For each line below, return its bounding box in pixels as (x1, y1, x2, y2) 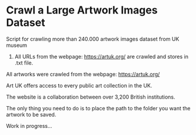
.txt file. (14, 59, 34, 66)
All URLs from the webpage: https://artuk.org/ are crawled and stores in (14, 53, 189, 60)
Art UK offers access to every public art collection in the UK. (6, 82, 152, 89)
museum (6, 42, 28, 49)
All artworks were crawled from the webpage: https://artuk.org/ (6, 70, 160, 77)
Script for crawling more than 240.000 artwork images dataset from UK (6, 35, 180, 42)
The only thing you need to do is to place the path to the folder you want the (6, 104, 191, 112)
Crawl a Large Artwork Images (6, 4, 158, 17)
